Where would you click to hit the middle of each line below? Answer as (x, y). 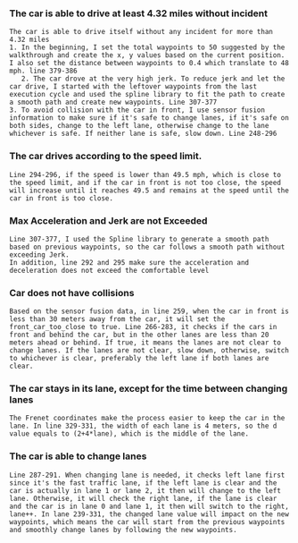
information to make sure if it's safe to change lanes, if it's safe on (149, 118)
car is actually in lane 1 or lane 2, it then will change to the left (145, 490)
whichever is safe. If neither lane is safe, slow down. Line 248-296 (143, 134)
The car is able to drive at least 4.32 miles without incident (138, 13)
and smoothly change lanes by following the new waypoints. (124, 530)
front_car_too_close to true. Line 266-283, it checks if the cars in (143, 327)
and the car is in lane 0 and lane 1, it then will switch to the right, (149, 506)
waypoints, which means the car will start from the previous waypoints (147, 522)
